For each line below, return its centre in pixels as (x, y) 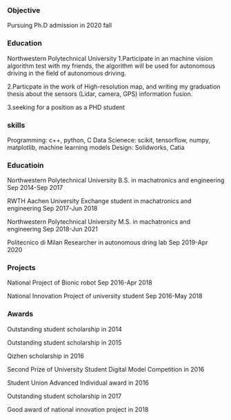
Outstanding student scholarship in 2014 (64, 329)
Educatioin (26, 165)
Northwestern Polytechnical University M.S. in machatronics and (99, 222)
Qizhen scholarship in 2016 (46, 356)
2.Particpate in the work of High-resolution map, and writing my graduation (114, 86)
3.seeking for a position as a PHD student (66, 107)
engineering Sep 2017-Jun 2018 (52, 209)
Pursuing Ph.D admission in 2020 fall (60, 26)
